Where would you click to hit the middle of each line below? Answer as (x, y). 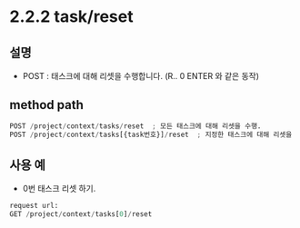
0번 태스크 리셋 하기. (59, 189)
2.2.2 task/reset (71, 17)
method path (47, 105)
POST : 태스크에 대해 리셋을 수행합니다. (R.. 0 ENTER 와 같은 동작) (141, 76)
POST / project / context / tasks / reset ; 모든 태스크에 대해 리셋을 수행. (135, 126)
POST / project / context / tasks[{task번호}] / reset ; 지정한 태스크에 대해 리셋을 (151, 134)
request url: (34, 206)
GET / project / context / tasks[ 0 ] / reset (81, 214)
